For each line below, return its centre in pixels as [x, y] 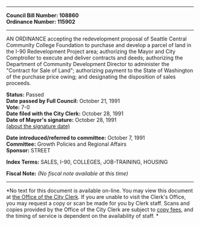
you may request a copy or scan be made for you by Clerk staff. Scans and [98, 203]
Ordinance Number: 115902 [41, 22]
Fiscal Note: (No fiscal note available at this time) [67, 174]
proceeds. [19, 83]
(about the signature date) [38, 126]
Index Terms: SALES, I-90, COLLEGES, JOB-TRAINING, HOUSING [87, 162]
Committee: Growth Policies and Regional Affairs [66, 144]
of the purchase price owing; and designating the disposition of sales [91, 77]
